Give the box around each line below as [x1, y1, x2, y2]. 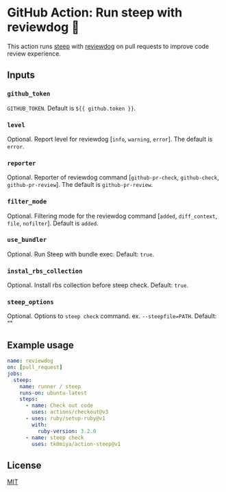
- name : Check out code [25, 402, 94, 410]
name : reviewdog [7, 357, 53, 365]
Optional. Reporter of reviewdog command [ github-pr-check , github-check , [7, 173, 219, 181]
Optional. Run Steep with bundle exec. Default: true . [7, 249, 155, 258]
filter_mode [7, 198, 47, 205]
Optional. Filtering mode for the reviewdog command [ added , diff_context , [7, 212, 218, 220]
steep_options [7, 298, 54, 306]
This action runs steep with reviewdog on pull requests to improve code [7, 42, 210, 50]
